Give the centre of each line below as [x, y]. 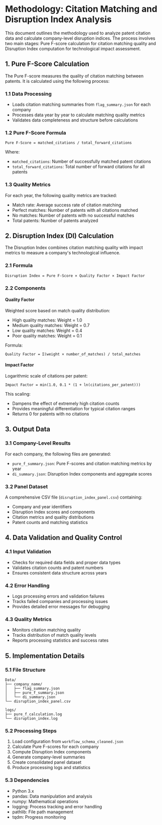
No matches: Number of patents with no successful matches [73, 215]
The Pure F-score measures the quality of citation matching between [74, 76]
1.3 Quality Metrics [28, 185]
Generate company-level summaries [49, 757]
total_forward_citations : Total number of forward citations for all [78, 167]
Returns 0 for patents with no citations [51, 414]
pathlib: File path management [43, 812]
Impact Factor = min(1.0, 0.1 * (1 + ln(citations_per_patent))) [73, 385]
